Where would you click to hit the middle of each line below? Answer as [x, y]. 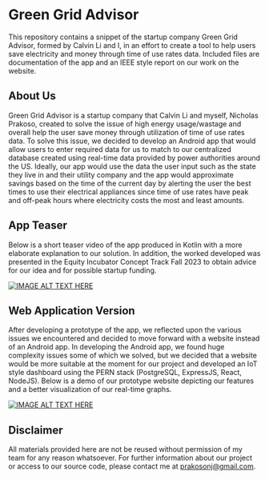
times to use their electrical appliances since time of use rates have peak [128, 192]
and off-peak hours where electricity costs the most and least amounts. [126, 200]
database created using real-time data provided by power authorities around [134, 158]
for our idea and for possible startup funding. [82, 270]
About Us [32, 96]
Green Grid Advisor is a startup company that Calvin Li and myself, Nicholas [133, 115]
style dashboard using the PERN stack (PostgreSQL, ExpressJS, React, [125, 373]
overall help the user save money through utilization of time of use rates [127, 132]
